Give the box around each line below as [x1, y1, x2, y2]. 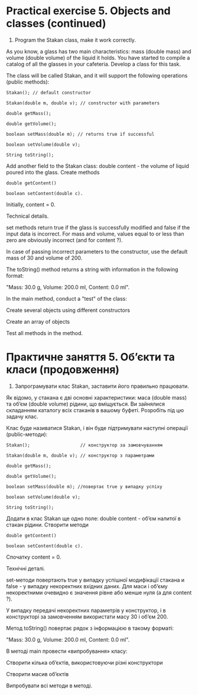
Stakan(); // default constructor [6, 90, 92, 95]
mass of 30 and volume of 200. [6, 254, 83, 262]
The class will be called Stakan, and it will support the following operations [6, 72, 188, 79]
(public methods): [6, 78, 50, 85]
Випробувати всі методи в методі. [6, 682, 93, 689]
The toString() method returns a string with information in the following [6, 266, 178, 273]
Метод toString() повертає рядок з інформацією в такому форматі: [6, 624, 174, 632]
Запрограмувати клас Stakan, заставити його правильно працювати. [14, 382, 189, 390]
